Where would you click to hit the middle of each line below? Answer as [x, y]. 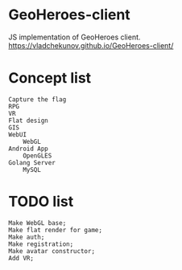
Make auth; [27, 237]
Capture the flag [37, 99]
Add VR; [21, 258]
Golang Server [32, 162]
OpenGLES [37, 155]
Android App [28, 149]
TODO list [41, 202]
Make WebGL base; [37, 223]
